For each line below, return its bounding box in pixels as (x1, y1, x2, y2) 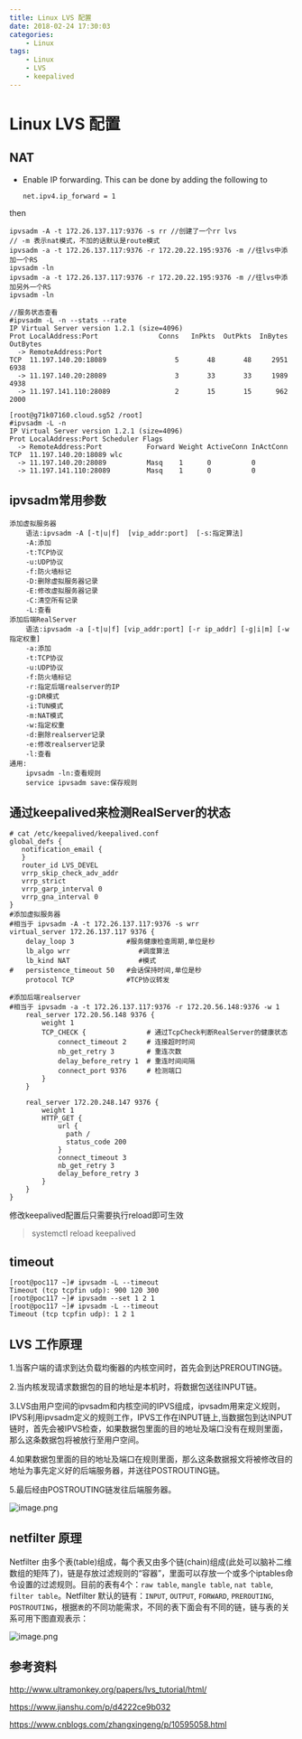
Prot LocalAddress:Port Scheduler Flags (9, 435, 164, 444)
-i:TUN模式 (25, 701, 64, 710)
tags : (9, 47, 30, 56)
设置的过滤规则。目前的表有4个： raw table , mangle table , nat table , (16, 1578, 273, 1590)
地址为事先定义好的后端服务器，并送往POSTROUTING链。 (9, 1465, 225, 1475)
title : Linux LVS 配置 (9, 13, 92, 23)
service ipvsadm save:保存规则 (25, 778, 138, 787)
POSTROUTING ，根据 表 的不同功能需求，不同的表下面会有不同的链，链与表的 (9, 1601, 282, 1613)
